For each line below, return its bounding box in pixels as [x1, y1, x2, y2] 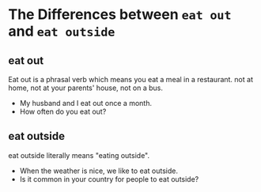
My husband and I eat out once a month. [19, 99, 153, 107]
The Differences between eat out [8, 6, 232, 24]
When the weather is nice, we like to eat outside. [19, 166, 178, 175]
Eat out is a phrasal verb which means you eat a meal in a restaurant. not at [8, 75, 253, 84]
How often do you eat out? [19, 107, 107, 116]
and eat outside [8, 22, 115, 40]
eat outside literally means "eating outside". [8, 150, 150, 160]
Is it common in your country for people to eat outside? [19, 174, 199, 183]
